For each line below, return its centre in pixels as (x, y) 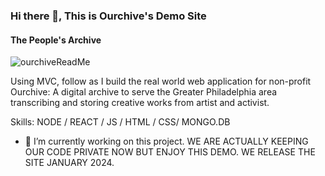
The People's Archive (56, 40)
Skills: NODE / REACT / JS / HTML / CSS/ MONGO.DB (120, 122)
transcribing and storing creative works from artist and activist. (140, 103)
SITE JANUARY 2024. (69, 163)
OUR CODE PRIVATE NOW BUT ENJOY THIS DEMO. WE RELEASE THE (170, 152)
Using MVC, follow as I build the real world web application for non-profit (161, 81)
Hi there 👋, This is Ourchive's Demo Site (108, 16)
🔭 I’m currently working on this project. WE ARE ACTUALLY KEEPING (166, 141)
